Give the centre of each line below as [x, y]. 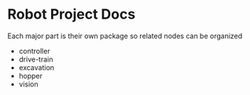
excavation [37, 67]
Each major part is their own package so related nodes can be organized [125, 36]
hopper [31, 76]
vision [28, 84]
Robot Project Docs [72, 14]
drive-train [36, 59]
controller [34, 51]
